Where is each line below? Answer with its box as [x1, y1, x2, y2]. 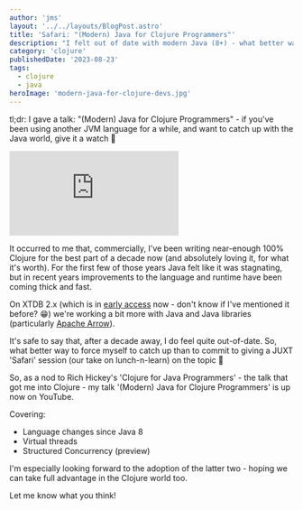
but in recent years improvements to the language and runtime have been [9, 272, 282, 283]
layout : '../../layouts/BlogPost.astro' [9, 22, 164, 31]
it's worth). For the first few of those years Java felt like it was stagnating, [9, 262, 282, 273]
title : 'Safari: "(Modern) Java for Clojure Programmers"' [9, 30, 236, 39]
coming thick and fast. [9, 281, 93, 292]
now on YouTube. [9, 391, 74, 402]
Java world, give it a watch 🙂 [9, 133, 116, 144]
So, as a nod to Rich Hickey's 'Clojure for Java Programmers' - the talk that [9, 372, 289, 383]
